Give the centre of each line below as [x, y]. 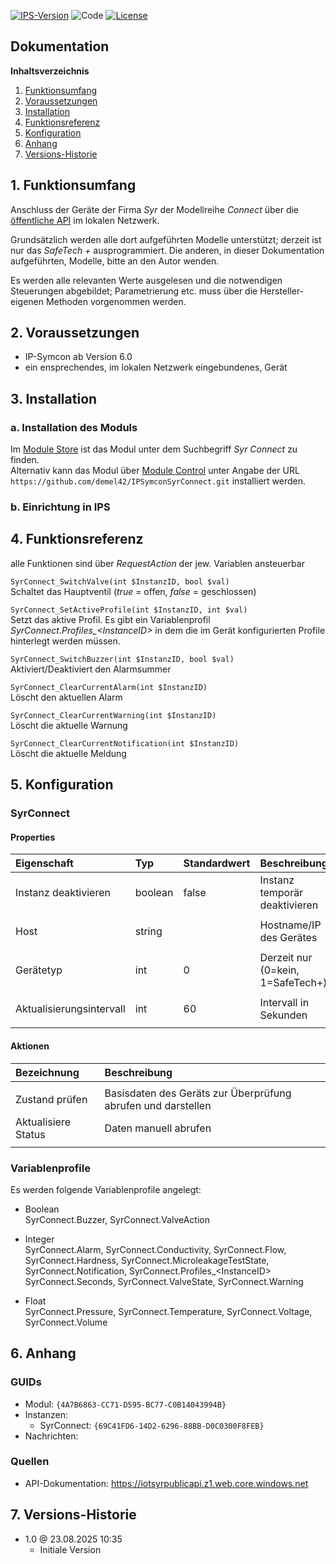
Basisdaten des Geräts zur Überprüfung [198, 1093]
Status [30, 1134]
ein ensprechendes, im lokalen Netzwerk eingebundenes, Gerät [156, 367]
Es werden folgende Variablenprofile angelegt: [106, 1189]
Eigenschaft [44, 863]
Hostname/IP [290, 925]
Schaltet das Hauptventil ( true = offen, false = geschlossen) [133, 591]
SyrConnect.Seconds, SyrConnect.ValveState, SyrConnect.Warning [164, 1281]
